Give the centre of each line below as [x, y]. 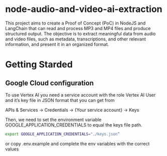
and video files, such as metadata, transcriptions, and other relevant [76, 39]
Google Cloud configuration [50, 83]
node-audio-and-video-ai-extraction [84, 9]
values [12, 149]
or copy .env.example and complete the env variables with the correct [77, 143]
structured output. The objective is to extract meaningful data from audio [80, 33]
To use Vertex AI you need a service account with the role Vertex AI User [80, 95]
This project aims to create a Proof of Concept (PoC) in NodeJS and [75, 23]
